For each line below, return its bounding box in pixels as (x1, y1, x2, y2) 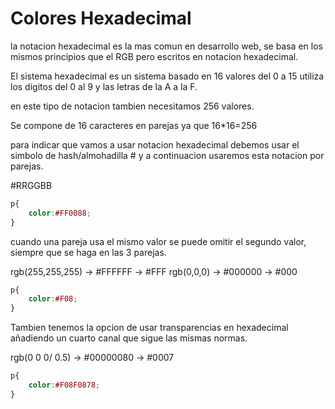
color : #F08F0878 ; (28, 380, 101, 391)
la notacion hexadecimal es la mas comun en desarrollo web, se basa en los (10, 40, 323, 52)
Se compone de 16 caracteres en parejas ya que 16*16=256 (10, 119, 258, 131)
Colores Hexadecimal (10, 7, 192, 30)
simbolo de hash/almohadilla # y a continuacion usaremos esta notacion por (10, 149, 325, 161)
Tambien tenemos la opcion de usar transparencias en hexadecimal (10, 322, 289, 334)
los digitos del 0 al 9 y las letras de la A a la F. (10, 80, 198, 92)
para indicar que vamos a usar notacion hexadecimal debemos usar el (10, 138, 300, 151)
